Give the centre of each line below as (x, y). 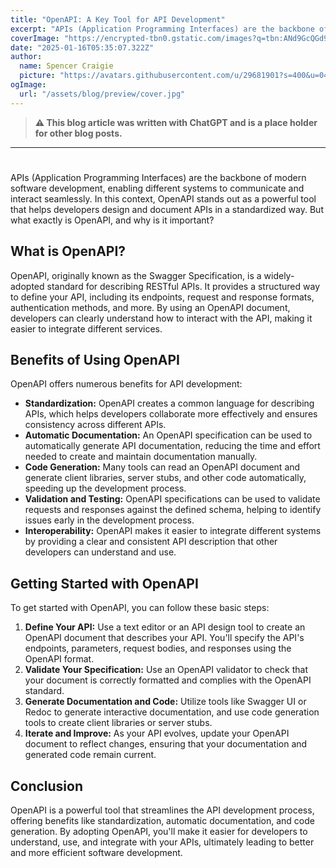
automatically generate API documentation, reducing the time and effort (172, 446)
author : (26, 57)
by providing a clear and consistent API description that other (151, 542)
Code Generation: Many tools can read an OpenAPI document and (162, 467)
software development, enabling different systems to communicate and (157, 188)
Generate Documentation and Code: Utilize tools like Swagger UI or (165, 702)
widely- (279, 275)
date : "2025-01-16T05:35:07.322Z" (82, 47)
